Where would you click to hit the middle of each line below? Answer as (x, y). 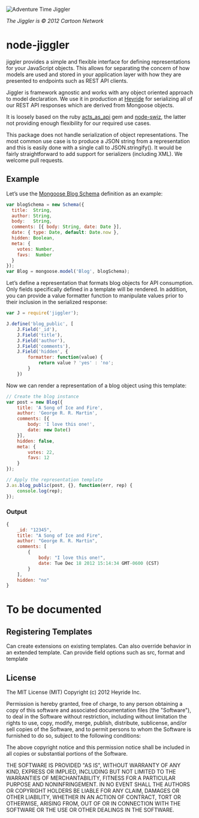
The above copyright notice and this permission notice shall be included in (98, 747)
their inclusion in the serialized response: (57, 302)
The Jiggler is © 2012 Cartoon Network (55, 21)
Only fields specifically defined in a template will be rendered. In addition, (97, 289)
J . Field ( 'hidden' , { (43, 352)
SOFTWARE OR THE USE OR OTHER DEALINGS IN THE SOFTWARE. (90, 810)
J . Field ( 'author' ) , (41, 341)
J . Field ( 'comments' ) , (44, 346)
